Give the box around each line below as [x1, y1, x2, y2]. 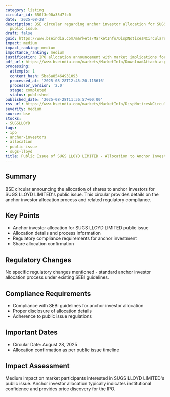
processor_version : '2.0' [10, 83, 65, 88]
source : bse [5, 111, 30, 117]
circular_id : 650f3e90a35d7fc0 [5, 12, 71, 17]
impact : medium [5, 41, 37, 46]
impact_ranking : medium [5, 45, 56, 50]
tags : [5, 125, 17, 130]
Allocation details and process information [12, 230, 101, 236]
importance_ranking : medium [5, 50, 65, 55]
